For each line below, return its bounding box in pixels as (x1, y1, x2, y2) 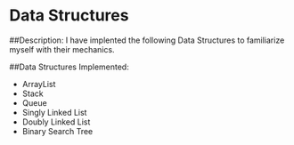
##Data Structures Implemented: (9, 61, 129, 72)
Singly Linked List (21, 107, 87, 117)
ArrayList (21, 78, 56, 89)
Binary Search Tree (21, 125, 94, 136)
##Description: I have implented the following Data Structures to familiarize (9, 35, 285, 45)
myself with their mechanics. (9, 44, 115, 54)
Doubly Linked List (21, 117, 91, 127)
